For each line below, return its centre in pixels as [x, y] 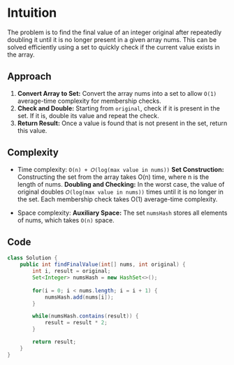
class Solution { [32, 258]
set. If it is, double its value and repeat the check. [88, 115]
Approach [29, 77]
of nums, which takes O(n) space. [66, 220]
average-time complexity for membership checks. [89, 101]
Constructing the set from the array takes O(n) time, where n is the [113, 177]
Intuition [32, 13]
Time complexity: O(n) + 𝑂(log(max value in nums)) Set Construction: [121, 169]
